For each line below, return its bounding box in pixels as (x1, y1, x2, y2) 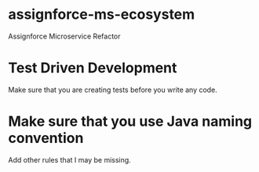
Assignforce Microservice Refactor (8, 31, 121, 41)
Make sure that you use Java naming (8, 112, 253, 130)
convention (8, 130, 84, 147)
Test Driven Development (8, 59, 177, 77)
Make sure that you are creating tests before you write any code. (8, 85, 217, 94)
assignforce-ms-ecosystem (8, 5, 195, 24)
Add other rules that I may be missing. (8, 155, 131, 164)
